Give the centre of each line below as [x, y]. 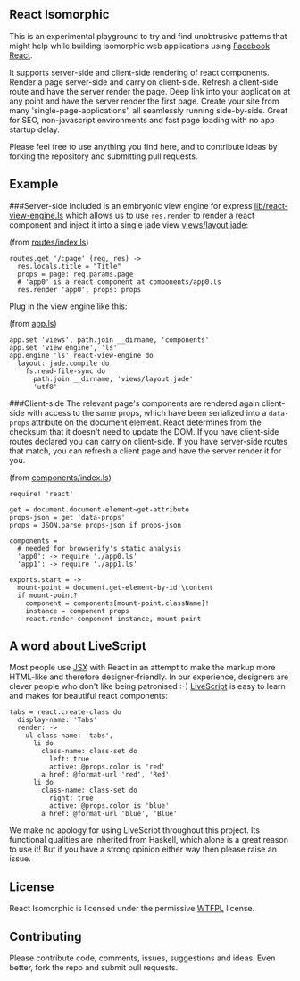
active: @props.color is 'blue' [109, 806]
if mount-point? [47, 595]
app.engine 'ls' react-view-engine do [81, 355]
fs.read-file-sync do [65, 371]
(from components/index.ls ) [60, 478]
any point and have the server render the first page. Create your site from [144, 101]
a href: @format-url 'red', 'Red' [105, 775]
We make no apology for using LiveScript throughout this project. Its [135, 830]
